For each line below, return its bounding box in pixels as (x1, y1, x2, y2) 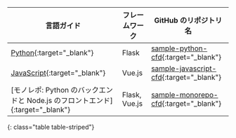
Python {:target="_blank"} (11, 48, 94, 57)
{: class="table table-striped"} (7, 123, 95, 131)
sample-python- (150, 43, 208, 53)
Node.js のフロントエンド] (27, 96, 114, 105)
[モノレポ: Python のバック (11, 85, 100, 95)
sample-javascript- (150, 64, 217, 73)
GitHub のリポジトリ (154, 15, 223, 25)
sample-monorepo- (150, 90, 218, 99)
